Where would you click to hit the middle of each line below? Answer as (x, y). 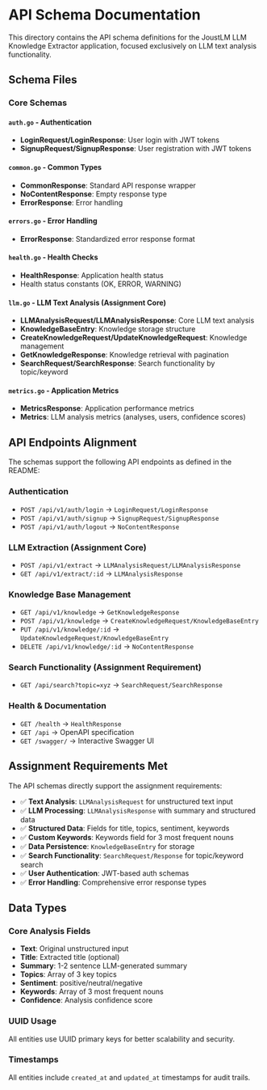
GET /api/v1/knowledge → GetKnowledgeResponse (100, 612)
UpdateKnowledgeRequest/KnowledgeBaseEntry (94, 639)
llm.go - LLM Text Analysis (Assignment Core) (88, 302)
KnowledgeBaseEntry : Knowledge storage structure (108, 329)
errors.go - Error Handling (53, 221)
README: (24, 471)
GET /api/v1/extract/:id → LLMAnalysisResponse (101, 573)
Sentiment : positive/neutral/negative (81, 983)
